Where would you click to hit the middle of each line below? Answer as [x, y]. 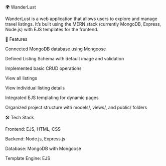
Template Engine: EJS [28, 158]
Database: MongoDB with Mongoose [43, 148]
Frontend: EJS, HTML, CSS [33, 129]
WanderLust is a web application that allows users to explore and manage [81, 19]
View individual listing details [35, 88]
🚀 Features [16, 39]
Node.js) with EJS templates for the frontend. [52, 29]
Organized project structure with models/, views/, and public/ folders [76, 107]
